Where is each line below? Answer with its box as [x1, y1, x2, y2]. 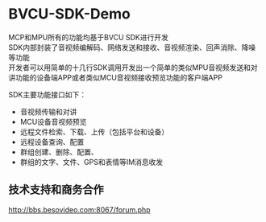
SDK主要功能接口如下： [8, 89, 87, 99]
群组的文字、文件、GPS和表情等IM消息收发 [19, 157, 164, 166]
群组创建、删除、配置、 [19, 146, 98, 157]
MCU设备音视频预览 [19, 117, 87, 126]
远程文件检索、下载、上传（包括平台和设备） [19, 126, 169, 137]
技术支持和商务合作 [8, 183, 104, 197]
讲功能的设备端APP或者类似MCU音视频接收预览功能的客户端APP [8, 72, 223, 82]
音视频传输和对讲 [19, 106, 77, 117]
